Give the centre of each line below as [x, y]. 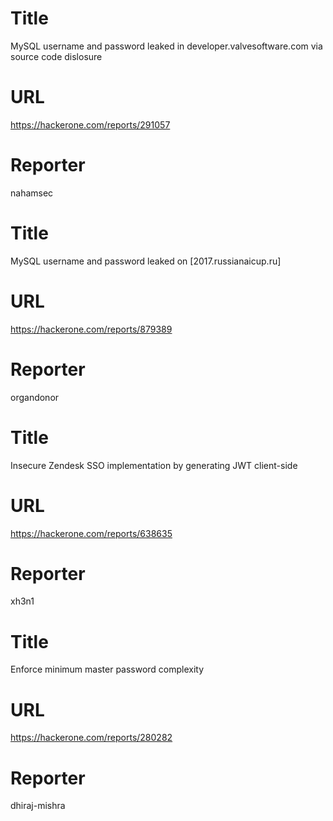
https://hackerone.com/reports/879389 [91, 329]
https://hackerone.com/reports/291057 [90, 124]
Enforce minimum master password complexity [107, 669]
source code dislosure [56, 56]
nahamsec [32, 193]
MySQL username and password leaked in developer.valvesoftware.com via [166, 46]
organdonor [35, 397]
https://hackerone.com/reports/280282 [91, 738]
